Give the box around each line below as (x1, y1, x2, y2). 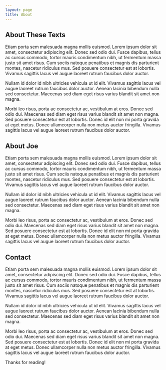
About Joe (5, 141, 38, 150)
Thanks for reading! (5, 359, 46, 365)
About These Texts (5, 31, 66, 39)
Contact (5, 253, 31, 261)
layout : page (5, 7, 32, 13)
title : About (5, 12, 32, 17)
